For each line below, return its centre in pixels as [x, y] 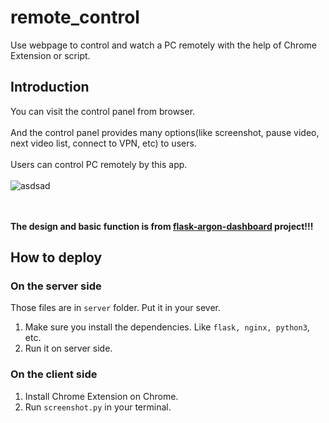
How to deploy [56, 257]
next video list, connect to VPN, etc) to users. [103, 143]
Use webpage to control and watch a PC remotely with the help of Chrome [163, 45]
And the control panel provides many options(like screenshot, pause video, [165, 132]
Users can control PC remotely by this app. [99, 164]
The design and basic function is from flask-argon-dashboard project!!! [162, 226]
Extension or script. [50, 55]
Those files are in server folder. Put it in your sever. [115, 308]
